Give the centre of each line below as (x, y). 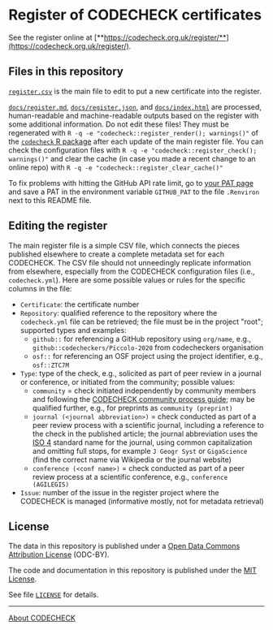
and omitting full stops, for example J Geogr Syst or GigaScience (140, 451)
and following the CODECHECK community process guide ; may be (144, 399)
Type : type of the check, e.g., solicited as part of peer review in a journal (141, 373)
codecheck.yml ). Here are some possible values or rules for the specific (127, 280)
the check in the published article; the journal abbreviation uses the (145, 434)
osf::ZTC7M (51, 365)
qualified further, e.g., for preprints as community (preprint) (132, 408)
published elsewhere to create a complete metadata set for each (117, 254)
